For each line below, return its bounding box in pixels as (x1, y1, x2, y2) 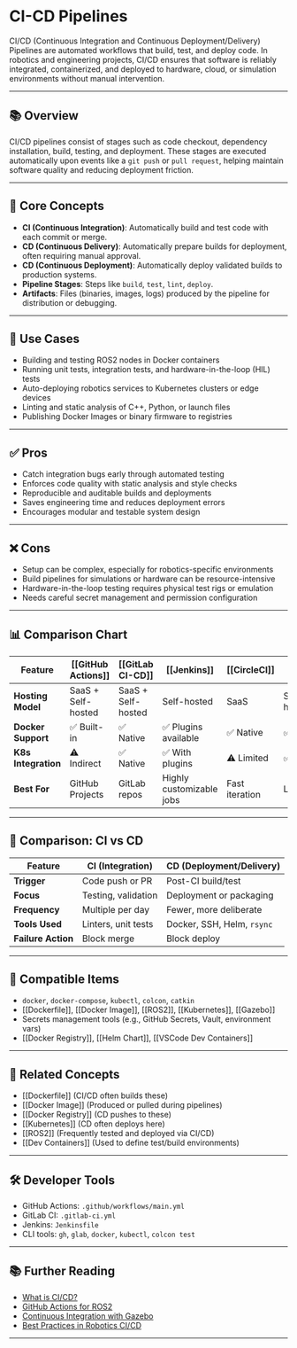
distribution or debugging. (21, 297, 118, 308)
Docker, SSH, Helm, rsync (166, 917, 273, 930)
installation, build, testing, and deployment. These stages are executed (9, 145, 267, 156)
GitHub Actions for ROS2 (21, 1301, 113, 1312)
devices (21, 393, 51, 403)
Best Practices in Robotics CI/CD (21, 1320, 141, 1330)
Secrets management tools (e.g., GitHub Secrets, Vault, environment (21, 1014, 271, 1025)
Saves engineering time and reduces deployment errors (21, 497, 225, 508)
